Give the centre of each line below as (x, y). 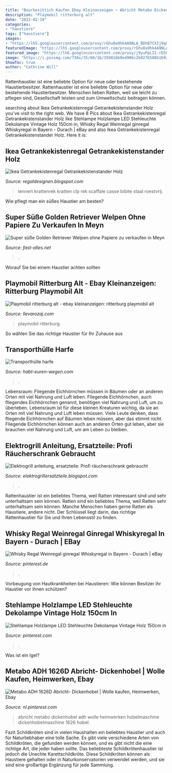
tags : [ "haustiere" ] (27, 34)
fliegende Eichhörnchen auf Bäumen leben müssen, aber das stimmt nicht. (84, 419)
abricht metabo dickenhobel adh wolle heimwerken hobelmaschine (89, 717)
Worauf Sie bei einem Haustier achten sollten (53, 267)
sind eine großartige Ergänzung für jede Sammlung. (60, 765)
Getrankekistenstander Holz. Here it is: (46, 135)
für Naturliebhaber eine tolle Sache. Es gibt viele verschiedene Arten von (82, 738)
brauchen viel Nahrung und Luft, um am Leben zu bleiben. (67, 430)
